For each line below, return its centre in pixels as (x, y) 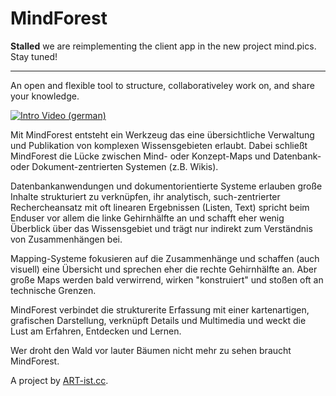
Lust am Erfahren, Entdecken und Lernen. (96, 331)
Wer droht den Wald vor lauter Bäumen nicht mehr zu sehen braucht (151, 350)
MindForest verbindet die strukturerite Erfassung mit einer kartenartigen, (160, 309)
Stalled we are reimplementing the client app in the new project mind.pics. (163, 46)
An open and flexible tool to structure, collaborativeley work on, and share (162, 85)
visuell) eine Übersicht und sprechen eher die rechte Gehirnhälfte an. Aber (164, 269)
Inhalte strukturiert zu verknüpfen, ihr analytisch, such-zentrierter (145, 196)
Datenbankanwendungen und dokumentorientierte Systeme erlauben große (166, 186)
